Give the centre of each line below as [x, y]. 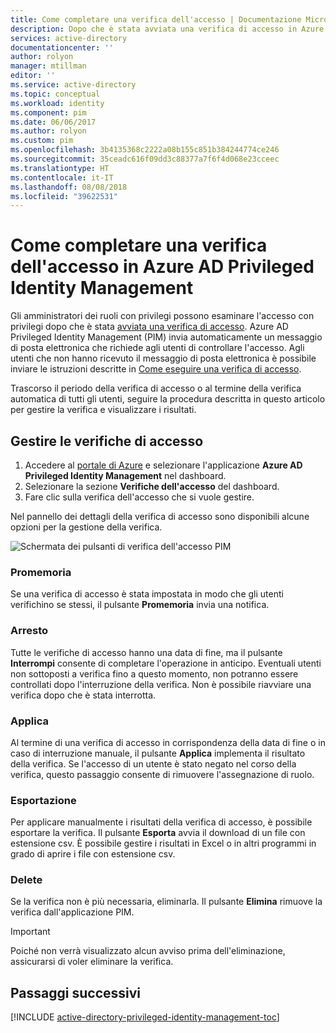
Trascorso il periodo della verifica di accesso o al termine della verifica [156, 388]
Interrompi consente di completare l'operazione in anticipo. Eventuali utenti [166, 663]
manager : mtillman [48, 66]
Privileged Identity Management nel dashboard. [125, 475]
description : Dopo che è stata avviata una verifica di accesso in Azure [167, 29]
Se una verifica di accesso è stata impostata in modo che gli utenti [147, 594]
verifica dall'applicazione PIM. [72, 912]
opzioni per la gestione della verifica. [86, 527]
